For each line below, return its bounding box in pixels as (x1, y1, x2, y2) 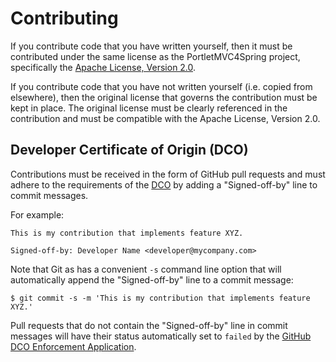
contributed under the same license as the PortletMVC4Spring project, (10, 50, 301, 62)
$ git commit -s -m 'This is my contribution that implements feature (10, 293, 311, 303)
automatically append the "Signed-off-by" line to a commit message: (10, 273, 294, 286)
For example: (10, 208, 65, 221)
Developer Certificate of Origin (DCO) (10, 142, 249, 159)
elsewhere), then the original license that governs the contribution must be (10, 91, 318, 103)
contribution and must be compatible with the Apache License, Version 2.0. (10, 112, 321, 124)
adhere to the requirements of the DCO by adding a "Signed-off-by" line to (10, 178, 318, 191)
